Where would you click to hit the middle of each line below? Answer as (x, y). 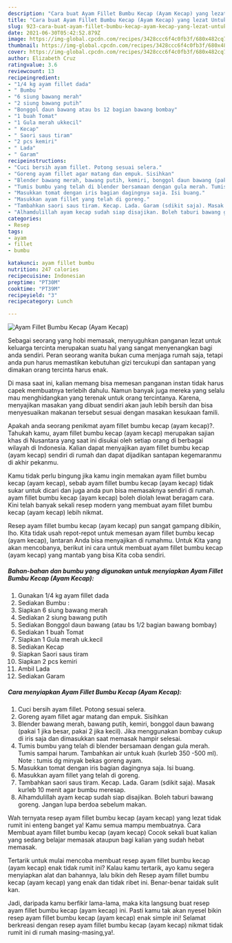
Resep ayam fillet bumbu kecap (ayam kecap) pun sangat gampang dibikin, (115, 526)
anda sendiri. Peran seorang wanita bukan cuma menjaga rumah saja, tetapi (115, 355)
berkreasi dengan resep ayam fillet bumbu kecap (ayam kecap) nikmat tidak (115, 925)
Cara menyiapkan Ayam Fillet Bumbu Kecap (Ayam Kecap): (95, 692)
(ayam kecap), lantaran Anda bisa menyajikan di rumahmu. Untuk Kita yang (114, 540)
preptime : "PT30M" (34, 282)
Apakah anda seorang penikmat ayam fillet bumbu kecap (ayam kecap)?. (111, 426)
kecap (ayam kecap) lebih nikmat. (56, 513)
